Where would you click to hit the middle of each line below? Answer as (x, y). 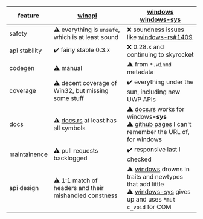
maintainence (29, 154)
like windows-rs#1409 (159, 37)
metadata (140, 72)
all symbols (69, 128)
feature (28, 16)
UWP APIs (141, 99)
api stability (26, 51)
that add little (145, 184)
